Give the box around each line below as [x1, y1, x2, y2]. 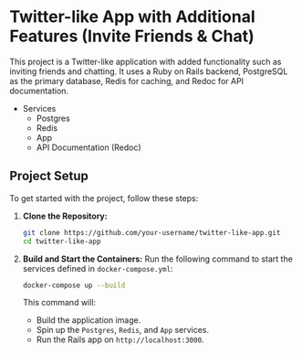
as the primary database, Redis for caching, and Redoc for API [9, 75, 245, 86]
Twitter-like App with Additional [9, 6, 255, 27]
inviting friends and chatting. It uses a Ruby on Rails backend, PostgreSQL [9, 66, 288, 77]
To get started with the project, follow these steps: [9, 192, 199, 203]
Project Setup [9, 168, 89, 184]
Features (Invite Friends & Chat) [9, 26, 255, 47]
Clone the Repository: [22, 210, 108, 221]
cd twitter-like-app [22, 236, 101, 246]
